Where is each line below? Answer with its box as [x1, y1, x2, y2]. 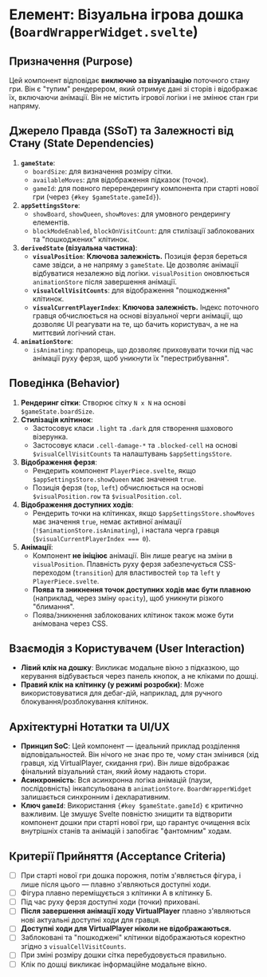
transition [75, 569, 112, 577]
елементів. [32, 217, 70, 227]
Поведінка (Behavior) [9, 377, 120, 390]
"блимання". [32, 601, 75, 611]
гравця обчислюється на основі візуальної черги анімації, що [32, 310, 243, 321]
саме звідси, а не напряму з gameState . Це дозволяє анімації [32, 260, 238, 269]
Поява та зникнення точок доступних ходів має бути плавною [32, 584, 252, 594]
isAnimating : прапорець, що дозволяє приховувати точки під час [32, 345, 254, 354]
